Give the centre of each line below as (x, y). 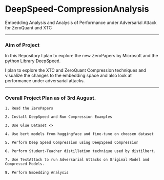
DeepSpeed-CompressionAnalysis (77, 9)
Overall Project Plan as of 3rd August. (51, 98)
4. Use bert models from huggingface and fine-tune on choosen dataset (79, 134)
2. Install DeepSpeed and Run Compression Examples (59, 117)
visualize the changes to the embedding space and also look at (68, 76)
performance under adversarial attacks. (45, 81)
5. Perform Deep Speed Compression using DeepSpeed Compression (72, 142)
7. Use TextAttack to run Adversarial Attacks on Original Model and (77, 159)
